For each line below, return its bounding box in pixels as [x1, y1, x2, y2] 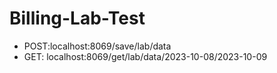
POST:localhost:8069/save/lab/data [23, 40, 172, 52]
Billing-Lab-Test [9, 7, 146, 30]
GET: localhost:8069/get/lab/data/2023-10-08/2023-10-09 [23, 50, 268, 62]
